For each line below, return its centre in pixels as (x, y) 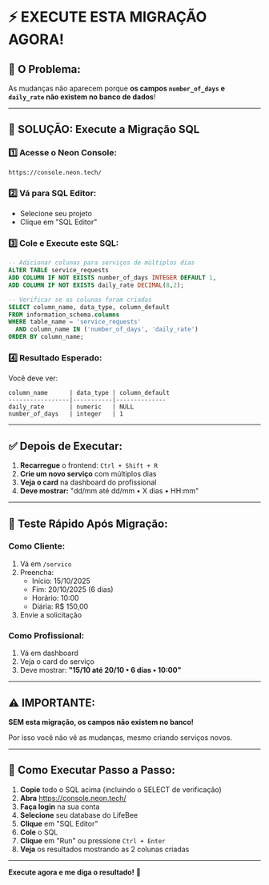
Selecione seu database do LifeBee (79, 815)
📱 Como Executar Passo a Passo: (92, 770)
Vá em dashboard (49, 653)
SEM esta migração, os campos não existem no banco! (101, 722)
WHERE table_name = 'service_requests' (75, 322)
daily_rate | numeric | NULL (71, 407)
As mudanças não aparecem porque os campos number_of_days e (117, 88)
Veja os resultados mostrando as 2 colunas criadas (104, 849)
